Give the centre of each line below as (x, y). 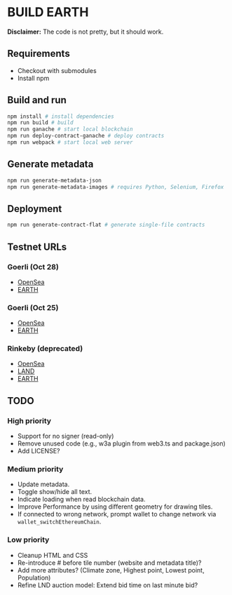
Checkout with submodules (57, 70)
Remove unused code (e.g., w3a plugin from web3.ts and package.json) (121, 443)
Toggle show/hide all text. (55, 492)
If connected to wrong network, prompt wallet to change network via (117, 514)
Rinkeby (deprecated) (45, 349)
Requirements (39, 54)
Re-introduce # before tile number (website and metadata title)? (109, 563)
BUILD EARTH (48, 12)
